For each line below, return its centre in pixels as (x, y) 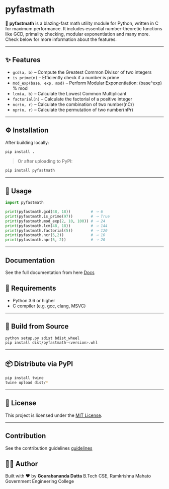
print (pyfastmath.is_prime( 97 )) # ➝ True (58, 216)
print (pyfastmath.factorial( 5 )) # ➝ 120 (56, 231)
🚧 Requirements (31, 288)
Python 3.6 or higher (34, 300)
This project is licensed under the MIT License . (54, 415)
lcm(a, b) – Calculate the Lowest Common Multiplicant (69, 93)
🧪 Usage (18, 191)
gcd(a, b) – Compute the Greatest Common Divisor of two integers (82, 72)
